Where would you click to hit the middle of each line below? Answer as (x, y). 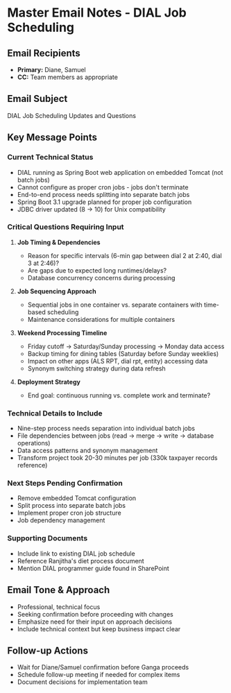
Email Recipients (44, 53)
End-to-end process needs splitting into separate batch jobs (103, 194)
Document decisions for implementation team (82, 682)
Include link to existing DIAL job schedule (76, 554)
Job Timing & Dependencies (59, 242)
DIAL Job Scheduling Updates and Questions (72, 115)
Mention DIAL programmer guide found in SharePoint (93, 568)
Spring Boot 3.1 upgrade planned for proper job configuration (104, 202)
